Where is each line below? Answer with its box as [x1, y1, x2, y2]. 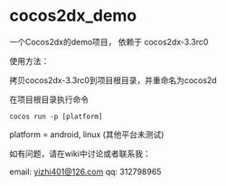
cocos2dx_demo [9, 5, 137, 26]
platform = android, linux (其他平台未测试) [9, 128, 165, 140]
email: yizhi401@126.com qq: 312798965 [9, 166, 162, 177]
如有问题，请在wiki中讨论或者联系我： [9, 148, 151, 159]
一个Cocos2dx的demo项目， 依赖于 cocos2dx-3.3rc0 [9, 36, 209, 47]
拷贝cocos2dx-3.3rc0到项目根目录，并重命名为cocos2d [9, 74, 217, 86]
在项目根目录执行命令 [9, 94, 89, 105]
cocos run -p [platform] [9, 112, 103, 121]
